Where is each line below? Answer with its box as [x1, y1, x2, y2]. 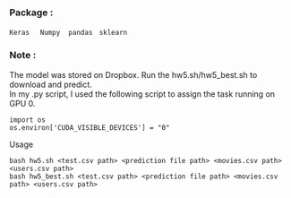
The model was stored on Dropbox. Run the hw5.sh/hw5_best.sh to [9, 69, 258, 80]
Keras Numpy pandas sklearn [9, 29, 128, 38]
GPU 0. [9, 98, 36, 108]
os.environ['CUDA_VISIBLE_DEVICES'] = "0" [9, 123, 170, 132]
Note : [9, 49, 37, 62]
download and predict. [9, 79, 92, 90]
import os [9, 115, 47, 125]
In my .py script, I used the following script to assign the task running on [9, 88, 276, 99]
